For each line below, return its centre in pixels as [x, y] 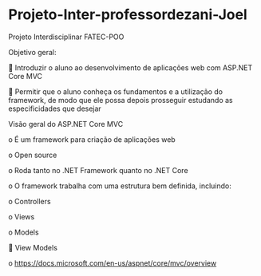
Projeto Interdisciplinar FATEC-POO [66, 37]
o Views [22, 216]
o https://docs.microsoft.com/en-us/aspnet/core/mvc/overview [113, 263]
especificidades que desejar [55, 108]
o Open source [33, 155]
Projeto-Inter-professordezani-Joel [128, 15]
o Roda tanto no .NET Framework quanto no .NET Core [99, 170]
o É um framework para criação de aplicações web [92, 139]
